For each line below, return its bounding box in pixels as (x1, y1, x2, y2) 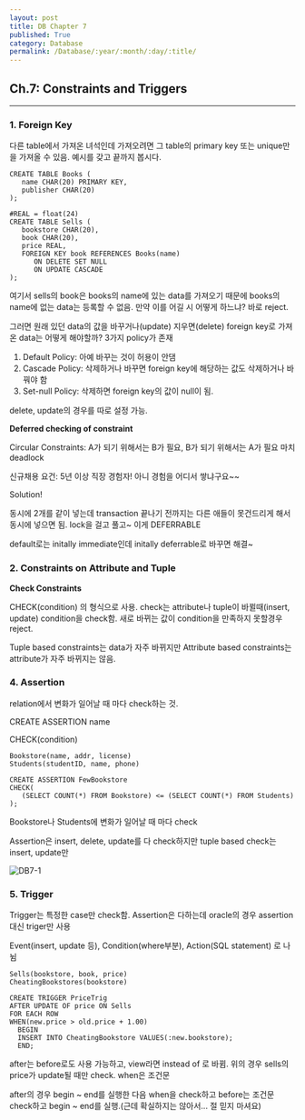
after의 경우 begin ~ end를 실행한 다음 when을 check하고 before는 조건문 (9, 1089, 275, 1100)
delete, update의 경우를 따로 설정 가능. (9, 405, 148, 416)
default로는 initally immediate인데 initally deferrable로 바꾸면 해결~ (9, 538, 254, 550)
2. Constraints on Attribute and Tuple (9, 562, 177, 575)
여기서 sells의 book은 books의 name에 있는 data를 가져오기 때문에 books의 (9, 290, 280, 301)
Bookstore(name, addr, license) (9, 751, 132, 760)
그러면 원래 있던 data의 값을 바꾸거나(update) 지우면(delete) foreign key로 (9, 321, 277, 332)
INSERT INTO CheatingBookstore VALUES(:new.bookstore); (17, 1034, 233, 1043)
